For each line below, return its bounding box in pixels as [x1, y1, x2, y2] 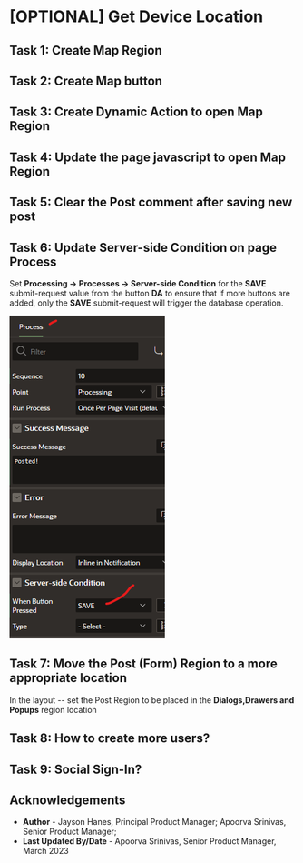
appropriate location [9, 670, 127, 686]
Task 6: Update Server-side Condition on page [9, 239, 277, 256]
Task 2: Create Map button [9, 73, 163, 88]
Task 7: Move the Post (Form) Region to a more [9, 657, 279, 672]
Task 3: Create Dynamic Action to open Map [9, 105, 263, 120]
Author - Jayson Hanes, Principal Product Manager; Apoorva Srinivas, [22, 817, 287, 828]
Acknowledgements [9, 792, 126, 808]
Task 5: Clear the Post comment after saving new [9, 195, 293, 210]
